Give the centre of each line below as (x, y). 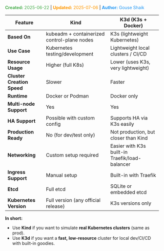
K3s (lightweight (129, 34)
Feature (24, 23)
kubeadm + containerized (75, 34)
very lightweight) (130, 68)
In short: (14, 218)
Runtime (18, 96)
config (53, 124)
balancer (121, 164)
